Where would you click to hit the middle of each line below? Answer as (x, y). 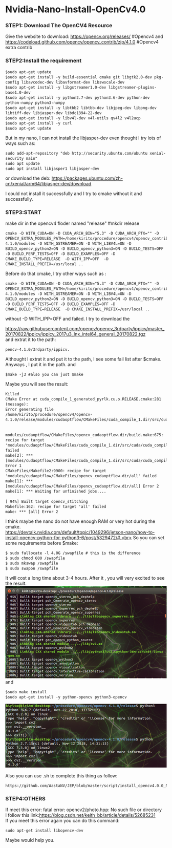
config (12, 82)
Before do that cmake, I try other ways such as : (56, 274)
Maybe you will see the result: (37, 384)
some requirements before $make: (42, 543)
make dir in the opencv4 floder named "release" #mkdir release (72, 223)
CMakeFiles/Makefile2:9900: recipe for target (56, 471)
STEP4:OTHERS (26, 798)
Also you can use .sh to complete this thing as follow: (61, 776)
